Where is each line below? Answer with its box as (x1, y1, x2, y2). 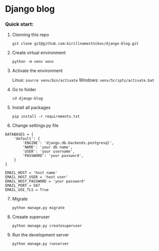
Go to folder (12, 87, 36, 93)
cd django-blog (12, 96, 43, 101)
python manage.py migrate (12, 206, 65, 211)
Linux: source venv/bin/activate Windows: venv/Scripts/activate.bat (12, 77, 155, 83)
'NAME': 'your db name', (22, 145, 73, 150)
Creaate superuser (12, 214, 50, 220)
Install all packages (12, 105, 51, 111)
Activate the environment (12, 68, 63, 74)
